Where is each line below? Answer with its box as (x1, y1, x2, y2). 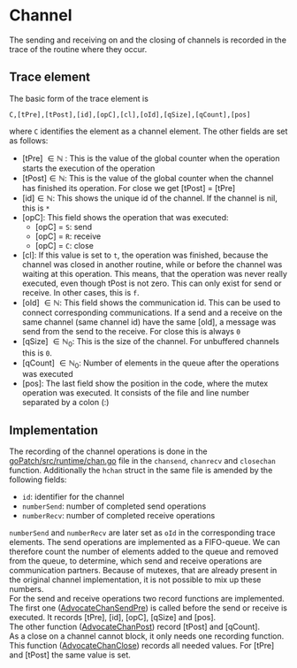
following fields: (9, 474, 67, 485)
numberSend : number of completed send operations (21, 501, 207, 511)
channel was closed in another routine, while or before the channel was (21, 258, 283, 270)
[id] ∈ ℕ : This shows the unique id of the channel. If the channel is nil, (21, 192, 278, 203)
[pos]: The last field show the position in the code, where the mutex (21, 378, 269, 389)
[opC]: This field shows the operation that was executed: (21, 211, 229, 222)
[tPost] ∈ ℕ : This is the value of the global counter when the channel (21, 173, 274, 183)
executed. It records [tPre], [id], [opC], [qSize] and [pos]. (9, 612, 217, 623)
